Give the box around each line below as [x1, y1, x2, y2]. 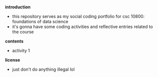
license [5, 57, 20, 62]
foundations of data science [12, 19, 69, 24]
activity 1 [12, 48, 30, 53]
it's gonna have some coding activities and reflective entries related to [12, 24, 153, 30]
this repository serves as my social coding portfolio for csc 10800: [12, 14, 145, 19]
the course [12, 29, 34, 34]
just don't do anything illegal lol [12, 66, 75, 72]
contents [5, 38, 24, 44]
